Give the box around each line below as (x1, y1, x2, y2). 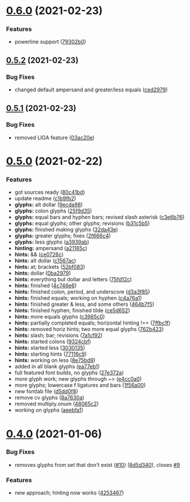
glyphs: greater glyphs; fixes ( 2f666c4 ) (14, 233, 111, 240)
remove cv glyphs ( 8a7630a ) (14, 394, 85, 401)
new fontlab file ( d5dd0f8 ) (14, 388, 78, 395)
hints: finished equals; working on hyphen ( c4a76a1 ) (14, 295, 142, 302)
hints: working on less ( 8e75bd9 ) (14, 357, 96, 364)
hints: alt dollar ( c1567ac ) (14, 257, 76, 264)
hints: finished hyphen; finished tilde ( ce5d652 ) (14, 307, 130, 314)
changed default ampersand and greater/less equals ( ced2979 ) (14, 86, 168, 93)
